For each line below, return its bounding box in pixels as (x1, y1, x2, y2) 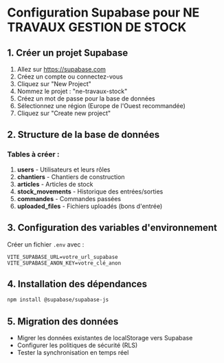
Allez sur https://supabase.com (16, 65, 107, 73)
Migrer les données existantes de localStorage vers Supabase (16, 334, 193, 342)
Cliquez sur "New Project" (16, 80, 91, 87)
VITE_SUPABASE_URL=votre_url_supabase (7, 253, 118, 260)
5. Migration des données (7, 315, 119, 327)
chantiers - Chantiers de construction (16, 172, 125, 180)
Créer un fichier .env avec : (7, 240, 85, 249)
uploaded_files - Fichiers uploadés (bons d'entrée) (16, 202, 163, 210)
